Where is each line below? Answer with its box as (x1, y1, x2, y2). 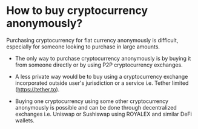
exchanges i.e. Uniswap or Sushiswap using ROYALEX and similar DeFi (15, 110, 192, 117)
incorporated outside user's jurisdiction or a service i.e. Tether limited (15, 79, 189, 87)
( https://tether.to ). (15, 85, 60, 93)
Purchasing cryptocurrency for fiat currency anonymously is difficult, (6, 36, 179, 44)
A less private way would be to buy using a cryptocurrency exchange (15, 73, 188, 80)
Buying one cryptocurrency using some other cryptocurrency (15, 98, 168, 105)
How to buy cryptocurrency (6, 4, 148, 18)
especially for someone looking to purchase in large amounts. (6, 43, 160, 50)
